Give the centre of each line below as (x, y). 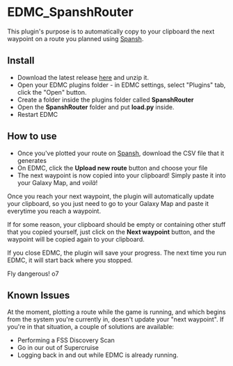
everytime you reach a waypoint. (54, 211)
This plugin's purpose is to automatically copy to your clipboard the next (111, 31)
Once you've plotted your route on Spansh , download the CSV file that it (121, 153)
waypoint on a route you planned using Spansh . (75, 38)
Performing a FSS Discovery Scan (66, 340)
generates (32, 160)
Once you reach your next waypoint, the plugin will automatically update (111, 196)
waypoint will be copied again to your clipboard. (76, 239)
